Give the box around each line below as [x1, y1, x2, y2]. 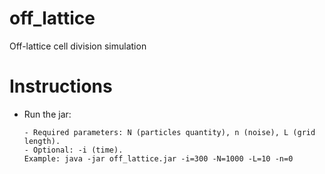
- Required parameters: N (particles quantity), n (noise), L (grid [23, 127, 316, 137]
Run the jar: [23, 108, 72, 120]
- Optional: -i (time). [23, 145, 124, 155]
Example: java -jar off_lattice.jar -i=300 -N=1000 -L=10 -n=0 [23, 153, 294, 164]
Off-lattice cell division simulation [9, 40, 147, 52]
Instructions [9, 75, 113, 98]
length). [23, 136, 61, 146]
